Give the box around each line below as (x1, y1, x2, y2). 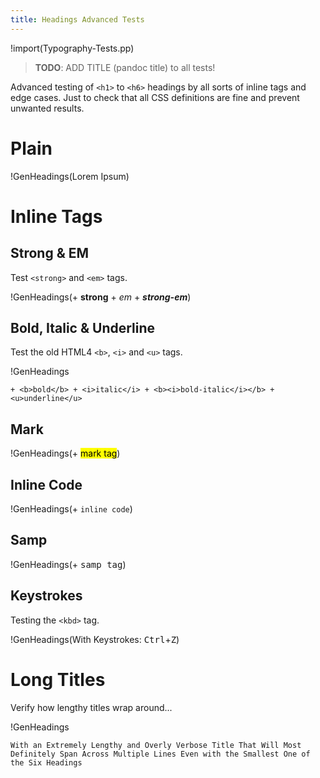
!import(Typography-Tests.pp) (10, 42, 135, 54)
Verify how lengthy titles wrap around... (10, 701, 173, 713)
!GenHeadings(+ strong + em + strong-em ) (10, 291, 192, 303)
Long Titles (10, 668, 106, 691)
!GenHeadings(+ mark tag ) (10, 447, 121, 460)
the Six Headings (10, 757, 83, 768)
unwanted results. (10, 102, 85, 114)
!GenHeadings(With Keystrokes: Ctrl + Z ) (10, 633, 180, 645)
